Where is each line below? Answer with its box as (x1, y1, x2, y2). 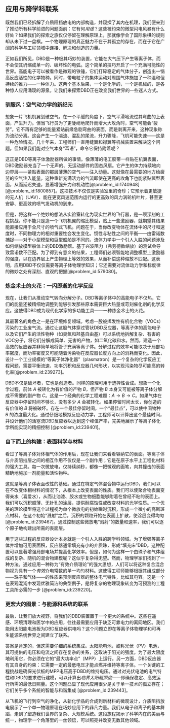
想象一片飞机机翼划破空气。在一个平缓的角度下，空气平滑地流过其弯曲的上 (5, 114, 160, 120)
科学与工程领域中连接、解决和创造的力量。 (14, 45, 103, 51)
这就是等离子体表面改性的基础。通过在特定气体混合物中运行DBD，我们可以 (5, 480, 161, 486)
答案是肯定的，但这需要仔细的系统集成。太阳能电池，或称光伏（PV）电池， (5, 643, 162, 649)
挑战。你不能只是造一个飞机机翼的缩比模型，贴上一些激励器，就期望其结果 (9, 218, 165, 224)
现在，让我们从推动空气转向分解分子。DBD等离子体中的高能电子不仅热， (5, 295, 157, 301)
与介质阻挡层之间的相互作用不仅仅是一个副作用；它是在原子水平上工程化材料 (5, 457, 165, 463)
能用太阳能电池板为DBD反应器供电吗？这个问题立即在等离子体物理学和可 (5, 626, 157, 632)
